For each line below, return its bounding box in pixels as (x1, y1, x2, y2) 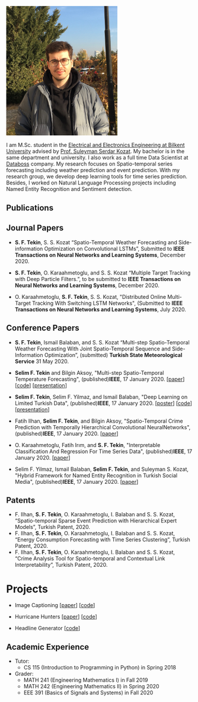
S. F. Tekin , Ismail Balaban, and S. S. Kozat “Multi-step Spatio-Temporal (14, 339, 190, 346)
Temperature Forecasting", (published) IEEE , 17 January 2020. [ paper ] (14, 375, 185, 382)
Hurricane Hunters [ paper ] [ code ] (14, 613, 98, 620)
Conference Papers (6, 323, 79, 333)
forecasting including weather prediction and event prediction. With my (6, 167, 180, 174)
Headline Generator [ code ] (14, 625, 81, 632)
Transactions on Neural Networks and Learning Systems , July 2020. (14, 305, 187, 313)
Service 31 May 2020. (14, 358, 69, 365)
